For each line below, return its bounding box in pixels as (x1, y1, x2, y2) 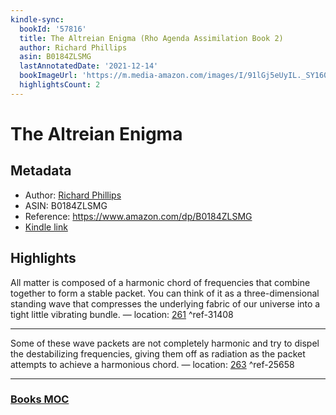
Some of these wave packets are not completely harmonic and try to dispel (10, 337, 320, 349)
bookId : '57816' (19, 24, 87, 34)
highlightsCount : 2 (19, 80, 101, 90)
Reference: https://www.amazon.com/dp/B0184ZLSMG (24, 210, 253, 222)
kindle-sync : (10, 14, 65, 25)
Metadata (10, 162, 72, 180)
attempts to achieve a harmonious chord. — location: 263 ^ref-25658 (10, 358, 295, 370)
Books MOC (10, 392, 70, 406)
